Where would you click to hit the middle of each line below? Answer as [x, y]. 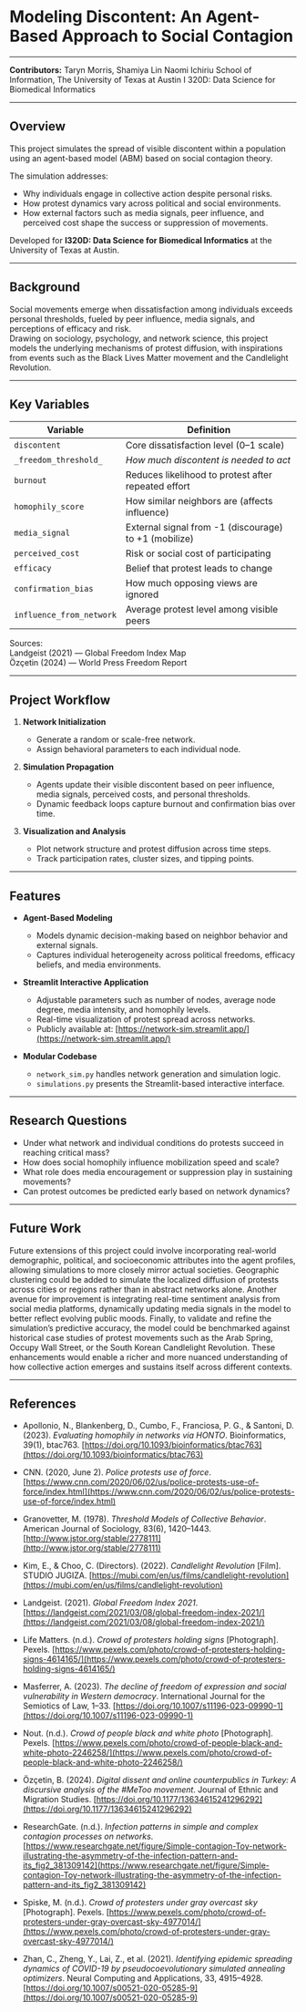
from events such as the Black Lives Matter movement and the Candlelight [149, 357]
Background [45, 288]
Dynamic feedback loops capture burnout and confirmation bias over [166, 804]
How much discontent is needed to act [209, 460]
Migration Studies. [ [60, 1800]
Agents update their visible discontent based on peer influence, [155, 785]
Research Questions [68, 1121]
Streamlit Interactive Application [85, 982]
